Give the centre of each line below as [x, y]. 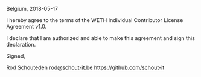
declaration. [21, 44]
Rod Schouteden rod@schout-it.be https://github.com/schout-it [85, 67]
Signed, [16, 56]
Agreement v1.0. [27, 27]
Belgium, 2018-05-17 [32, 9]
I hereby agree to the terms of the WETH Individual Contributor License [95, 20]
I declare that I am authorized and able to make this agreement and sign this [101, 38]
